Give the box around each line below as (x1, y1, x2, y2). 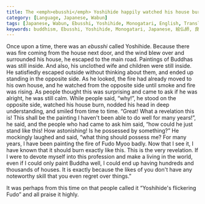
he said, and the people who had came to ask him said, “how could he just (6, 120, 193, 128)
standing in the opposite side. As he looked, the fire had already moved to (6, 75, 192, 82)
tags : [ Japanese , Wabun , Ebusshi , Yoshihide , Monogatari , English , (6, 20, 182, 26)
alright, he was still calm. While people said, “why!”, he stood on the (6, 95, 176, 102)
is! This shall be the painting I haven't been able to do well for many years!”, (6, 114, 196, 122)
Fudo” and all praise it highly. (6, 191, 79, 199)
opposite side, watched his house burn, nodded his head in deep (6, 101, 170, 109)
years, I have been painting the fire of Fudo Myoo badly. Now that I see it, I (6, 140, 194, 147)
